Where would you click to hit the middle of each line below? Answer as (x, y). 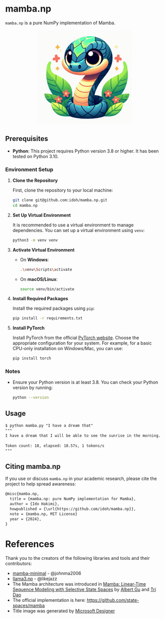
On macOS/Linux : (39, 279)
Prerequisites (27, 139)
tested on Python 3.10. (35, 156)
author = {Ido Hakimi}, (34, 504)
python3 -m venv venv (35, 240)
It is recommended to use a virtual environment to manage (73, 225)
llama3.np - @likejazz (35, 579)
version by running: (32, 388)
